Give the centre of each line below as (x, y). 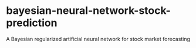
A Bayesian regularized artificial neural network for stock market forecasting (98, 39)
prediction (32, 23)
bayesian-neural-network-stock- (89, 11)
